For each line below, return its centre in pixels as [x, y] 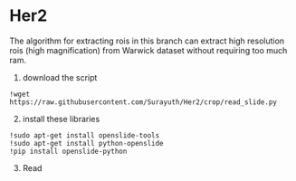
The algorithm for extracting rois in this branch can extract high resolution [147, 41]
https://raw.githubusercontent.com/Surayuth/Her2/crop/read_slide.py [143, 102]
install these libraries [61, 119]
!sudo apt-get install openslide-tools [85, 135]
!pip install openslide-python [68, 151]
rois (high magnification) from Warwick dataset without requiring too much [148, 50]
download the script [60, 77]
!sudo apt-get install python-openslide [87, 143]
